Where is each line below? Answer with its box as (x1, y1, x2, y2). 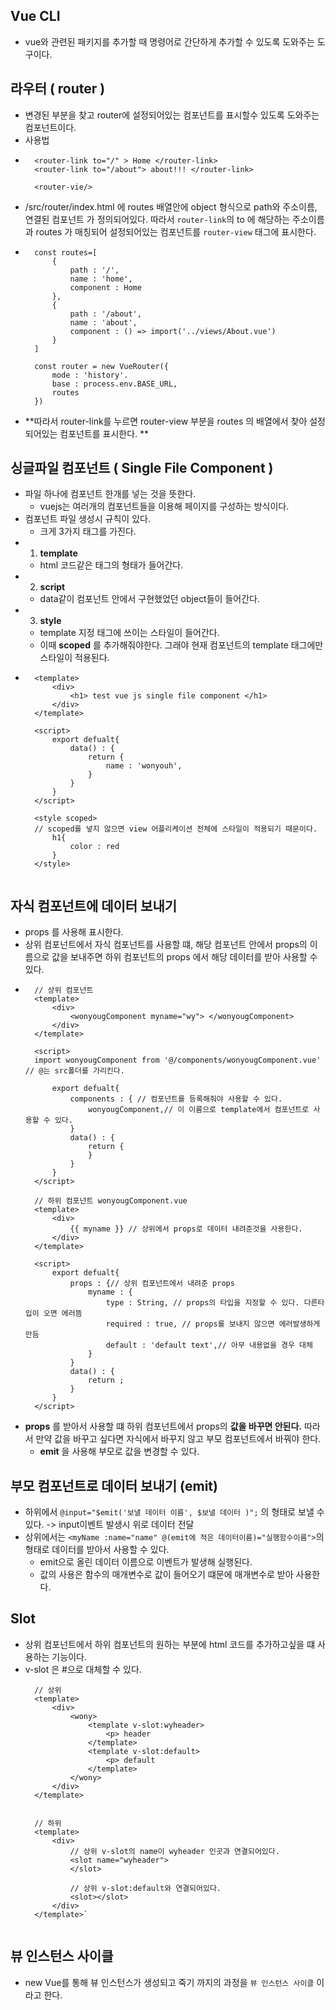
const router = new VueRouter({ (34, 361, 169, 371)
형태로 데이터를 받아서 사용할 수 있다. (24, 1544, 170, 1556)
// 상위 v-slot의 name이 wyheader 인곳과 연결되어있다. (69, 1846, 280, 1856)
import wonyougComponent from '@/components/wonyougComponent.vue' (34, 1055, 322, 1066)
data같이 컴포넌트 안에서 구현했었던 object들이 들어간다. (39, 593, 260, 605)
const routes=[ (34, 247, 98, 258)
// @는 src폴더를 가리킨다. (24, 1066, 125, 1076)
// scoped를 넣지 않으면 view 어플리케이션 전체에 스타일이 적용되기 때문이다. (34, 824, 318, 834)
